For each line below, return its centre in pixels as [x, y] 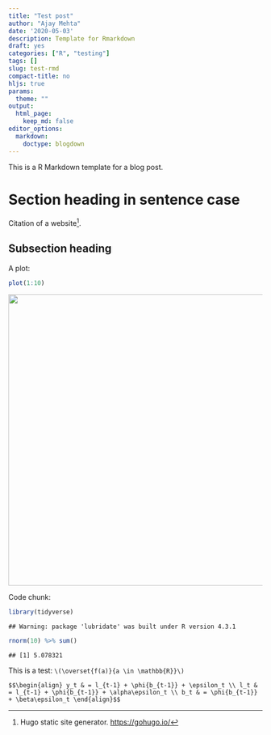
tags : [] [23, 62]
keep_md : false [48, 121]
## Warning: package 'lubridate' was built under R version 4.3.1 [122, 627]
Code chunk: [29, 597]
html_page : [34, 114]
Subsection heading [60, 249]
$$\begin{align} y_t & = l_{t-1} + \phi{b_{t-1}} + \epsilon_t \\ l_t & [133, 685]
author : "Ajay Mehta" [45, 23]
